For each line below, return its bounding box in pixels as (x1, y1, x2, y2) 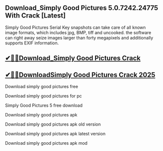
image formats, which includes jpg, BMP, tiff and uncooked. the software (5, 29, 151, 36)
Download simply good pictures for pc (5, 93, 82, 99)
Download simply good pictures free (5, 84, 78, 90)
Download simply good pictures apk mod (5, 140, 88, 146)
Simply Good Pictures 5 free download (5, 102, 83, 109)
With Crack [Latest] (5, 12, 66, 20)
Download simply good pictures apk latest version (5, 131, 106, 137)
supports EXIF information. (5, 40, 59, 46)
